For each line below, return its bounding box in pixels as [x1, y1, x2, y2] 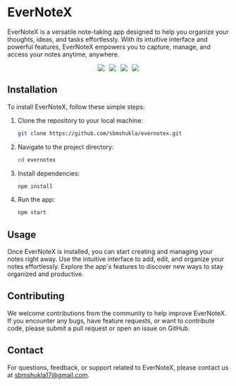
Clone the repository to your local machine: [17, 116, 143, 124]
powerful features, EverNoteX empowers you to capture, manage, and [7, 42, 211, 51]
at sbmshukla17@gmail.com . [7, 370, 90, 379]
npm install [17, 183, 53, 190]
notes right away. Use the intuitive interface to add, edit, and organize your [7, 255, 224, 263]
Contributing [7, 290, 65, 302]
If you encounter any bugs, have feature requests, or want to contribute [7, 316, 215, 325]
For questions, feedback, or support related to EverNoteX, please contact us [7, 363, 229, 371]
